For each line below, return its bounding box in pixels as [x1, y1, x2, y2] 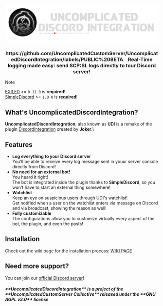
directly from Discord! [12, 163, 56, 169]
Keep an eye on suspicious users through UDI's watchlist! [12, 195, 128, 201]
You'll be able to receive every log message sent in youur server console [12, 158, 158, 164]
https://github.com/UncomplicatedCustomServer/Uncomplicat [5, 50, 158, 57]
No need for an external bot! [12, 169, 71, 175]
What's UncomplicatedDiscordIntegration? [5, 108, 138, 116]
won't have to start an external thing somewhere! [12, 184, 111, 190]
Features [5, 141, 33, 149]
